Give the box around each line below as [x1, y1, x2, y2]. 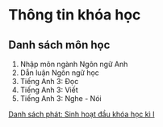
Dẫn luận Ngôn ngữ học [19, 68, 99, 78]
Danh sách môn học [8, 38, 111, 52]
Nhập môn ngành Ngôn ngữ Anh [19, 59, 128, 69]
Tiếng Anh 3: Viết [19, 85, 78, 95]
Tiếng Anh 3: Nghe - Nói [19, 94, 102, 103]
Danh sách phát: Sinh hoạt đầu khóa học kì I [8, 109, 155, 119]
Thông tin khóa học [8, 6, 141, 24]
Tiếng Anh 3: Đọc [19, 77, 79, 86]
